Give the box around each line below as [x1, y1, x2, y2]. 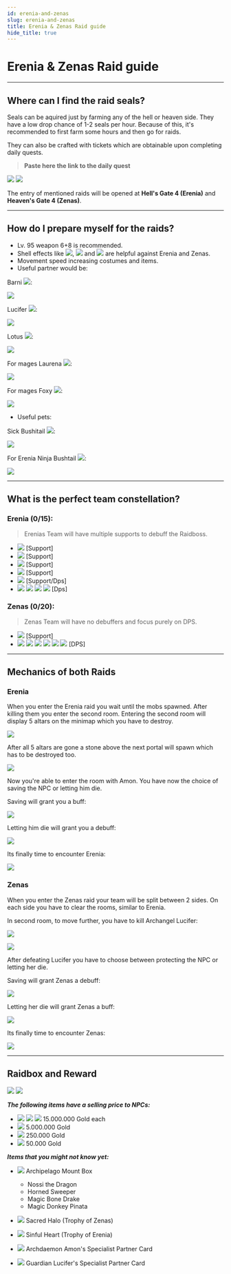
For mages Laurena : [7, 359, 72, 368]
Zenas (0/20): [7, 602, 55, 611]
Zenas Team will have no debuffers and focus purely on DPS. [23, 617, 197, 626]
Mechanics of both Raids [7, 666, 116, 678]
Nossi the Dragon [27, 1180, 78, 1188]
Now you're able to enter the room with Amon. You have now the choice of [7, 777, 219, 785]
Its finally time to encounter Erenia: [7, 850, 106, 858]
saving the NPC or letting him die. [7, 784, 102, 792]
